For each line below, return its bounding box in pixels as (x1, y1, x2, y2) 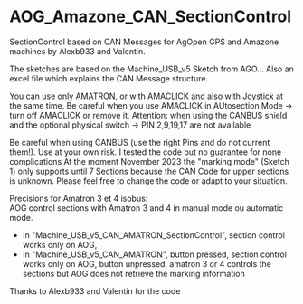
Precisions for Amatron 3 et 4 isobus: (9, 193, 148, 204)
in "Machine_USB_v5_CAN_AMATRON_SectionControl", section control (22, 229, 285, 241)
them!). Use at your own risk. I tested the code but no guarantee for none (9, 147, 282, 157)
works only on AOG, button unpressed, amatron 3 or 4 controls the (22, 258, 271, 269)
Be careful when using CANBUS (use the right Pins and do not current (9, 137, 270, 147)
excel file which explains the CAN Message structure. (9, 72, 209, 83)
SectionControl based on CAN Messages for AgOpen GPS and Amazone (9, 36, 279, 47)
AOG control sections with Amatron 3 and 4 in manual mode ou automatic (9, 202, 284, 214)
